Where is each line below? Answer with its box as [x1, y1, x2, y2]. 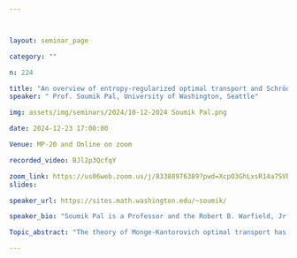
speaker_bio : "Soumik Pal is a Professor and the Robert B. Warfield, [9, 212, 275, 221]
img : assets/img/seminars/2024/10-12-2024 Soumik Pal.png [9, 108, 227, 118]
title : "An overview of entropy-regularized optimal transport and [9, 84, 263, 93]
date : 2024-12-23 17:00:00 [9, 125, 109, 133]
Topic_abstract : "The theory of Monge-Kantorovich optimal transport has [9, 228, 287, 237]
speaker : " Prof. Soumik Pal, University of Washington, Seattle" [9, 92, 259, 102]
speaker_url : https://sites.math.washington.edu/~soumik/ [9, 196, 227, 205]
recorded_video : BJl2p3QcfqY [9, 156, 117, 164]
